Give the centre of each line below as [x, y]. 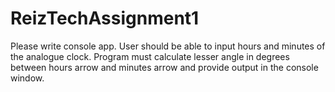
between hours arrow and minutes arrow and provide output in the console [164, 67]
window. [27, 78]
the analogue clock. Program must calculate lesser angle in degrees [150, 56]
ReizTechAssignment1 [105, 18]
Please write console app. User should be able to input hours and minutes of [168, 46]
